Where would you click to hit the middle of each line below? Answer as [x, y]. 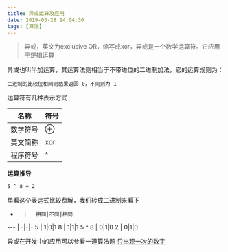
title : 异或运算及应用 [36, 13]
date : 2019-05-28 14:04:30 [46, 20]
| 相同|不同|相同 [48, 215]
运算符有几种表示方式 [37, 98]
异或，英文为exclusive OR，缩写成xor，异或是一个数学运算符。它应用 [122, 47]
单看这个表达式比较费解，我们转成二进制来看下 [73, 201]
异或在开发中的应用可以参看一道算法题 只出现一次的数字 [86, 242]
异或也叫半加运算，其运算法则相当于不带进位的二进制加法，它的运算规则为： [115, 70]
